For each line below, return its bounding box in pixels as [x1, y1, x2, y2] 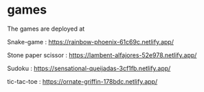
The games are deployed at [7, 25, 85, 33]
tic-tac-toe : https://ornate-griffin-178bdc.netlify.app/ [7, 77, 158, 85]
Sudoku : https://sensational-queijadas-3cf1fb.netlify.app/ [7, 64, 171, 72]
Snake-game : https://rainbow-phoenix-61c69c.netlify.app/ [7, 37, 174, 46]
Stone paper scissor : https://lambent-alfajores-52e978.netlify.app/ [7, 50, 197, 59]
